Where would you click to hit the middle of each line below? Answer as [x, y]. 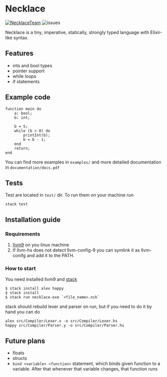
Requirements [23, 234]
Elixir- [156, 32]
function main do [23, 109]
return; [22, 148]
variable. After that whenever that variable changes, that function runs [85, 369]
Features [19, 53]
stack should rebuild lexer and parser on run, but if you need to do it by [78, 307]
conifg [19, 256]
